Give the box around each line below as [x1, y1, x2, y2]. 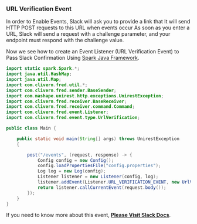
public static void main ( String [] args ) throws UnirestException [16, 135, 180, 142]
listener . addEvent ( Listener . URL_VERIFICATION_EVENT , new [37, 179, 180, 185]
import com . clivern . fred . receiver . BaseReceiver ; [6, 99, 127, 104]
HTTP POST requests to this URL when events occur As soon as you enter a [6, 24, 190, 31]
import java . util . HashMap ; [6, 71, 72, 77]
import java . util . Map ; [6, 77, 62, 83]
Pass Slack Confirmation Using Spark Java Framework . [6, 55, 140, 62]
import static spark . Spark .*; [6, 66, 80, 72]
